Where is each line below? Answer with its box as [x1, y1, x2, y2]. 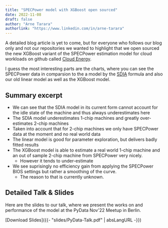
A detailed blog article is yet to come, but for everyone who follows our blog [5, 40, 162, 46]
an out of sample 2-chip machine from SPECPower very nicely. [12, 152, 143, 159]
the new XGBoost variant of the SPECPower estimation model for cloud [5, 51, 152, 57]
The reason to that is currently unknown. [20, 174, 104, 180]
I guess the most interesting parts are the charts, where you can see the [5, 66, 154, 72]
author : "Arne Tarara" [5, 21, 53, 27]
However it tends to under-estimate [20, 158, 94, 164]
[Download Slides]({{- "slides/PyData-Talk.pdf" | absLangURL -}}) [5, 217, 141, 223]
